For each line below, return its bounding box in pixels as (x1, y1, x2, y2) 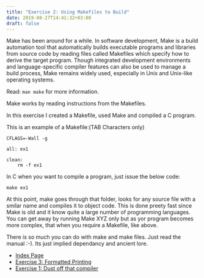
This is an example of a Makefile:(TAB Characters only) (6, 124, 145, 131)
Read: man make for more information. (6, 88, 100, 96)
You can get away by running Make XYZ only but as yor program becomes (6, 215, 194, 222)
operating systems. (6, 76, 55, 83)
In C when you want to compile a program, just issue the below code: (6, 173, 181, 181)
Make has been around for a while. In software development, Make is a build (6, 37, 199, 45)
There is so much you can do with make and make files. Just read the (6, 233, 181, 241)
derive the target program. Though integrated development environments (6, 56, 191, 64)
